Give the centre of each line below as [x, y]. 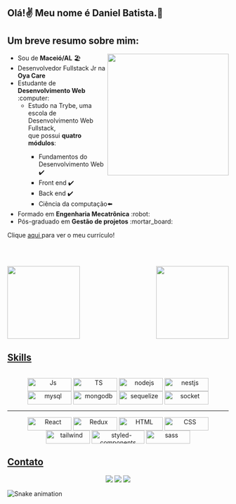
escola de [42, 113]
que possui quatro [55, 136]
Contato [25, 462]
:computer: [33, 98]
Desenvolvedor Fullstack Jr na [61, 68]
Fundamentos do [63, 157]
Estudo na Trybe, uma [60, 106]
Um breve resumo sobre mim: [73, 41]
